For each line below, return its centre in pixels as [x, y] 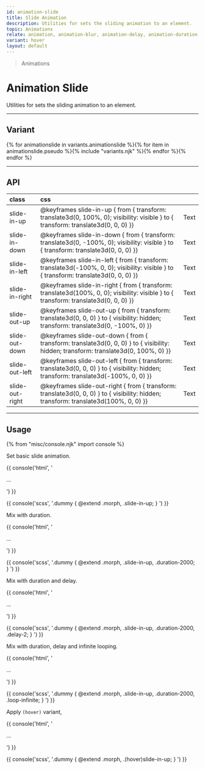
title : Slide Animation [37, 18]
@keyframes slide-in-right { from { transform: [106, 286]
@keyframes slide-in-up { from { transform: [103, 210]
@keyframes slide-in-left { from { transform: [104, 260]
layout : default [27, 46]
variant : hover [26, 40]
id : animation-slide [33, 12]
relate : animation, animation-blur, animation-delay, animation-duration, [103, 35]
